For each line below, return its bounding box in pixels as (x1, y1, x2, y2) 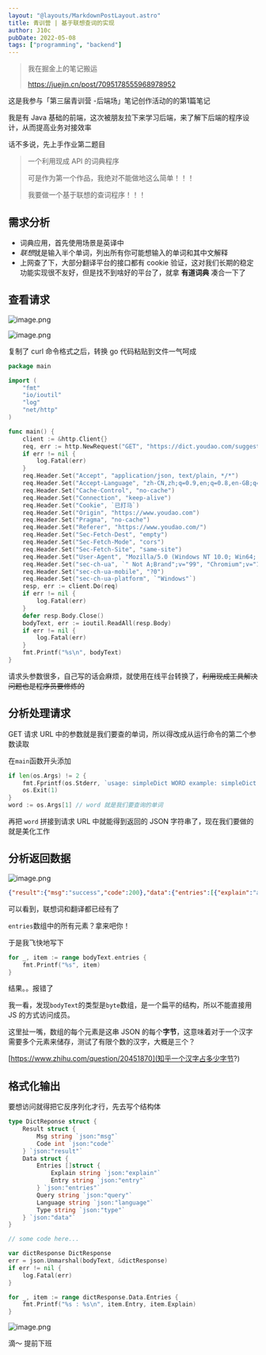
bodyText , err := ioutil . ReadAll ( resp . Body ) (22, 619, 172, 627)
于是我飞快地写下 (8, 937, 64, 947)
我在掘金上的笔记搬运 (27, 64, 97, 74)
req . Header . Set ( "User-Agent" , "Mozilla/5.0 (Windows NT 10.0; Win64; (22, 552, 257, 561)
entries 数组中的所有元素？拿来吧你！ (8, 921, 131, 930)
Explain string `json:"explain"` (50, 1170, 161, 1178)
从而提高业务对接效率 (21, 123, 92, 132)
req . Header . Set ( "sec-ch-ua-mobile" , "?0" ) (22, 567, 165, 575)
